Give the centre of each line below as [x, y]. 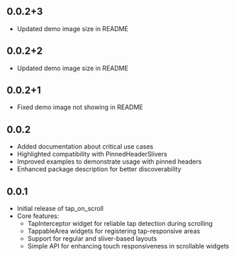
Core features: [38, 216]
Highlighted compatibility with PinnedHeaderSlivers [92, 154]
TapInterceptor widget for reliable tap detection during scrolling [120, 224]
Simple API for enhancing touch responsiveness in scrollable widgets [128, 246]
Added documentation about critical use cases [85, 147]
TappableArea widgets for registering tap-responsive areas [114, 231]
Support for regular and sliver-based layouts [92, 239]
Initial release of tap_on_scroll [60, 209]
